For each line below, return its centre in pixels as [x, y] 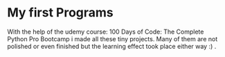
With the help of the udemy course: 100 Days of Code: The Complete [106, 32]
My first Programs [61, 13]
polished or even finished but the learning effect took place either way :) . [112, 46]
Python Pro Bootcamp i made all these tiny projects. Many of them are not [112, 38]
